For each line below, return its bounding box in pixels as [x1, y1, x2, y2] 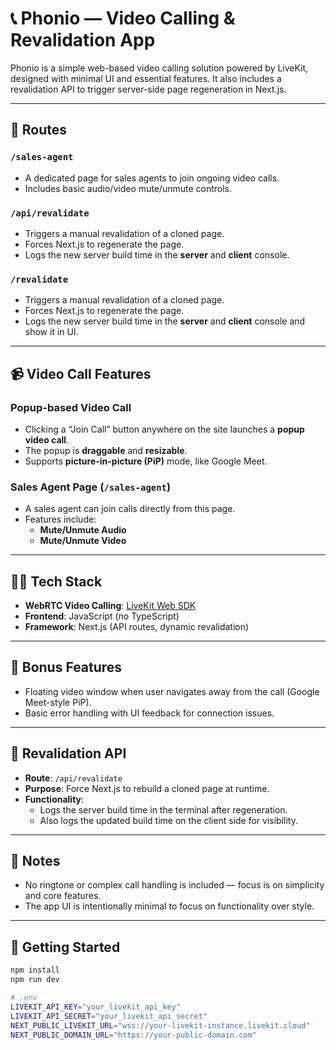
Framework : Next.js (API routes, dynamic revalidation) [24, 621, 250, 633]
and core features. [24, 890, 102, 902]
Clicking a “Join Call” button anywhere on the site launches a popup [24, 423, 305, 435]
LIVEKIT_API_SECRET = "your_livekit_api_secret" [10, 1011, 208, 1021]
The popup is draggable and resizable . [24, 444, 188, 456]
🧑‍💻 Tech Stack [10, 573, 103, 590]
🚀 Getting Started [10, 938, 121, 956]
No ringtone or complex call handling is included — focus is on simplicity [24, 879, 325, 891]
